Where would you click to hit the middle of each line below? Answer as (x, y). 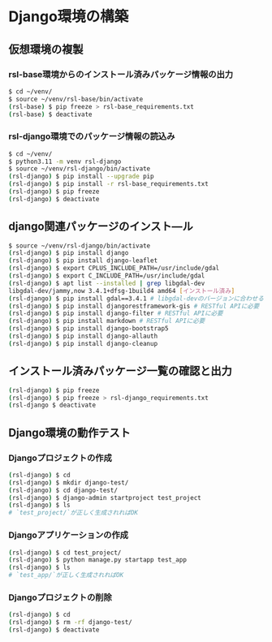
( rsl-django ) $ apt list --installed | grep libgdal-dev (107, 283)
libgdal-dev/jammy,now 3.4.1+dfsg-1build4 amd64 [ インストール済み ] (122, 291)
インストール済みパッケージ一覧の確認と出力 (121, 371)
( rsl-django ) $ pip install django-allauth (83, 336)
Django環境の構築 (69, 17)
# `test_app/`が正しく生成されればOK (66, 575)
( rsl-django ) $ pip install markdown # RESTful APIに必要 (107, 321)
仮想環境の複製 (46, 49)
